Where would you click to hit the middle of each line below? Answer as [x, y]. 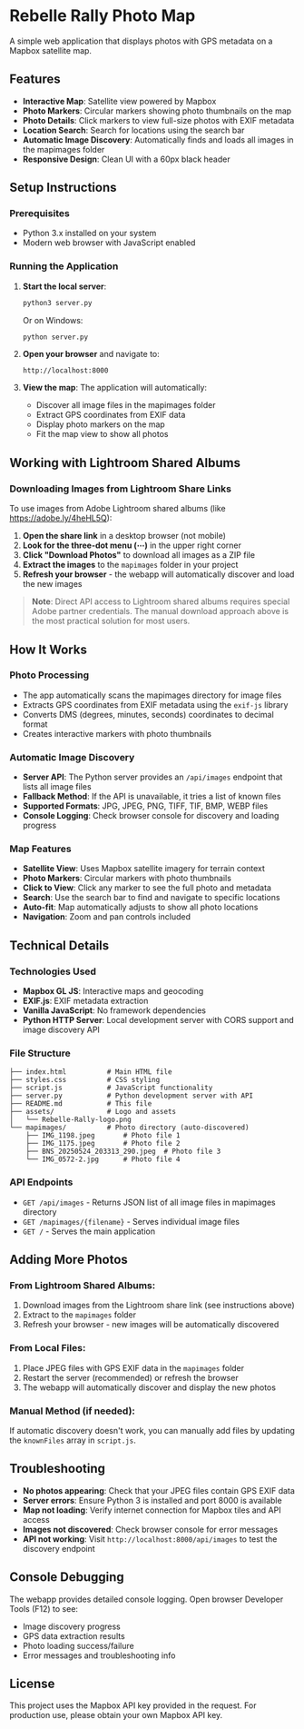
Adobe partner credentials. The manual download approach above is [160, 611]
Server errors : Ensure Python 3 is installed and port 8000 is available [152, 1500]
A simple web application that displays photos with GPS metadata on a [141, 41]
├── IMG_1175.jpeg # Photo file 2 [103, 1144]
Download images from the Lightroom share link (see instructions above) [158, 1306]
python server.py [55, 337]
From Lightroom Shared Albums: [83, 1286]
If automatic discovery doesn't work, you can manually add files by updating [152, 1431]
